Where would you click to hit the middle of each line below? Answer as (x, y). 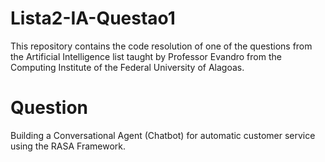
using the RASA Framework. (68, 146)
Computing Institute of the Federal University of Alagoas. (127, 67)
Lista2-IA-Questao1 (93, 18)
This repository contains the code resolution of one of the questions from (161, 46)
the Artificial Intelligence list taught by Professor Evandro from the (146, 56)
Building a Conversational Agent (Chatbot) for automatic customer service (163, 135)
